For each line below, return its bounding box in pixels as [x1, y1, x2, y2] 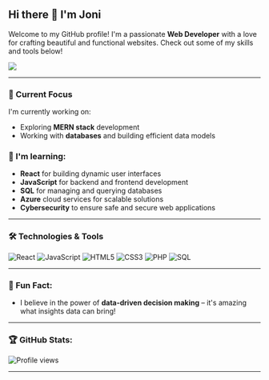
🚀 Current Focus [8, 89, 73, 100]
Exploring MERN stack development [19, 122, 140, 132]
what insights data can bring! [19, 306, 116, 316]
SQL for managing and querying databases [19, 186, 163, 196]
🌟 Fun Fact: [8, 279, 53, 290]
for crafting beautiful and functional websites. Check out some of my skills [8, 38, 254, 47]
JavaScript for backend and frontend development [19, 178, 189, 187]
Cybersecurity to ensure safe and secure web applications [19, 203, 216, 213]
